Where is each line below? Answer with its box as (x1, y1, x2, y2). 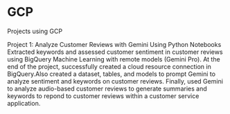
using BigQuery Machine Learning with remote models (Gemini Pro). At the (7, 55, 220, 63)
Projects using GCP (7, 27, 63, 35)
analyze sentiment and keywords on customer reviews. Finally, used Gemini (7, 77, 224, 85)
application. (7, 99, 41, 107)
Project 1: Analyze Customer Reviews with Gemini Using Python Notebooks (7, 40, 222, 48)
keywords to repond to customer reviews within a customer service (7, 91, 200, 100)
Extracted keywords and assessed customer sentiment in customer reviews (7, 48, 223, 56)
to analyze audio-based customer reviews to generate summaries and (7, 84, 207, 93)
